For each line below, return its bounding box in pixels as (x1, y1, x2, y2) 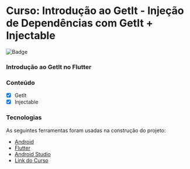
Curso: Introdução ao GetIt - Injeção (6, 4, 184, 18)
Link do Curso (14, 157, 49, 164)
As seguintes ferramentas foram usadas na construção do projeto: (6, 127, 166, 134)
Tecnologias (6, 113, 42, 122)
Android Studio (14, 150, 51, 157)
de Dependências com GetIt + (6, 16, 154, 30)
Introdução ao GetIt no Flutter (6, 63, 92, 71)
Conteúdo (6, 78, 35, 87)
